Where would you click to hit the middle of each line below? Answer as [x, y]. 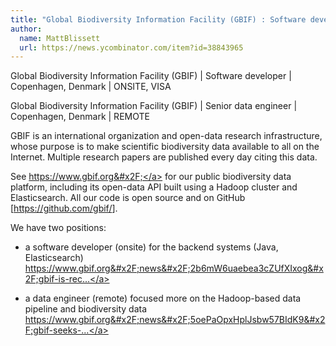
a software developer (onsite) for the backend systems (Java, [151, 247]
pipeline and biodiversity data [86, 309]
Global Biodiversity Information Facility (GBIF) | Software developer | [151, 76]
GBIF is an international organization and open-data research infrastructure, [166, 136]
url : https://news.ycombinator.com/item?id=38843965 [131, 47]
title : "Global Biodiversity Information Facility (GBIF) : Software [158, 19]
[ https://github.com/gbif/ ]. [64, 208]
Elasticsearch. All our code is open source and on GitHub [128, 198]
